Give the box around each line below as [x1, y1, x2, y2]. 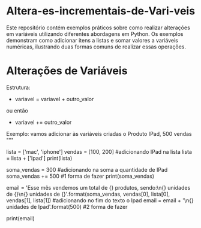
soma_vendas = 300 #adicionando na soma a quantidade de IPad [6, 166, 168, 173]
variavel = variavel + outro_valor [14, 95, 94, 102]
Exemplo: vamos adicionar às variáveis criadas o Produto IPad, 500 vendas [6, 130, 192, 137]
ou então [6, 107, 28, 114]
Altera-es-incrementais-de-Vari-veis [6, 4, 196, 18]
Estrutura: [6, 84, 31, 91]
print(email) [6, 214, 35, 222]
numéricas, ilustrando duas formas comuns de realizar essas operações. [6, 43, 186, 50]
